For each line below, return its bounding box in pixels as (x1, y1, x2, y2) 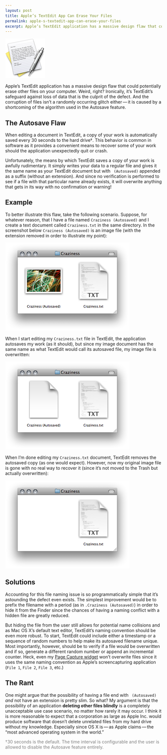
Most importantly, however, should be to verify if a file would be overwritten (5, 643, 160, 649)
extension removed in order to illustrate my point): (5, 232, 107, 238)
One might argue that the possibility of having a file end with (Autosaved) (5, 692, 157, 698)
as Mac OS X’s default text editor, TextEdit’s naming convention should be (5, 627, 156, 633)
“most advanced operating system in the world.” (5, 729, 104, 735)
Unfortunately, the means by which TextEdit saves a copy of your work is (5, 157, 155, 164)
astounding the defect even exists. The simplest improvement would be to (5, 596, 157, 602)
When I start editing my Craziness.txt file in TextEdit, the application (5, 335, 146, 341)
